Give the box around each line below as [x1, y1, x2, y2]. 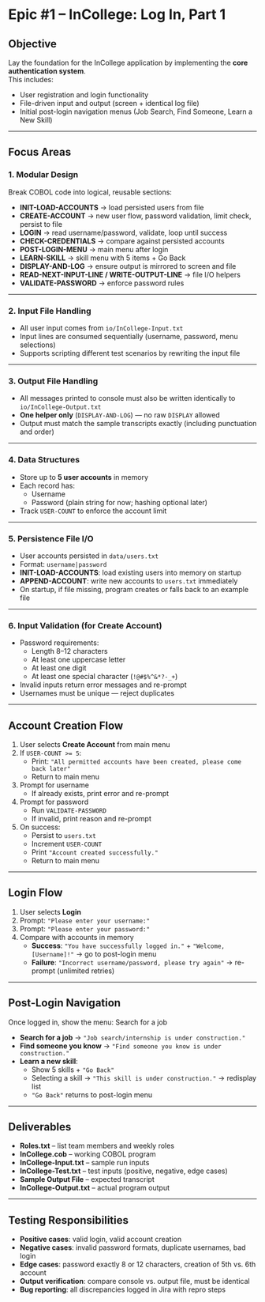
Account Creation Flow [8, 719, 124, 732]
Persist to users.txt [31, 830, 96, 840]
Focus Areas [8, 145, 72, 159]
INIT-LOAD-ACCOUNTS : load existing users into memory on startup [19, 568, 242, 577]
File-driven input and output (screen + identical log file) [19, 99, 200, 108]
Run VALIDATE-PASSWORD [31, 805, 106, 815]
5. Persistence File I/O [8, 533, 94, 544]
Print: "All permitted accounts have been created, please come [31, 757, 242, 766]
